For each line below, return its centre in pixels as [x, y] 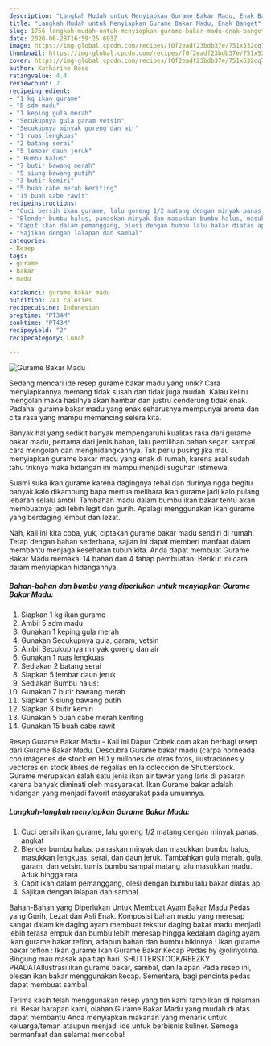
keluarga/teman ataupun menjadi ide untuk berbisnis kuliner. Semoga [124, 1026]
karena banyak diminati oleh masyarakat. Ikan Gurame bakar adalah [121, 785]
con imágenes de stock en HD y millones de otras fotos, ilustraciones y [127, 759]
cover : [20, 61]
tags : [18, 256]
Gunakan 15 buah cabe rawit [68, 726]
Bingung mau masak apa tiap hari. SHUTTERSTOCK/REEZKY [110, 959]
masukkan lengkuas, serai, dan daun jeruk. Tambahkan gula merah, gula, [142, 858]
